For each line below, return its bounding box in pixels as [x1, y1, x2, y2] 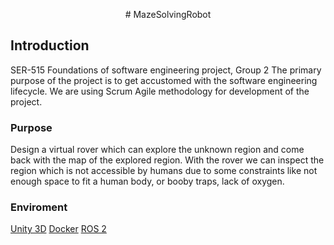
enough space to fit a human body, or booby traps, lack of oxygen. [10, 175, 285, 188]
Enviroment [10, 200, 68, 214]
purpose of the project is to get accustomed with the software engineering [10, 74, 318, 86]
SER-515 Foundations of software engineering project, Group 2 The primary [10, 64, 322, 76]
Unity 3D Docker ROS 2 [10, 223, 107, 235]
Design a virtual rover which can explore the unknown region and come [10, 144, 305, 156]
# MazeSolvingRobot [124, 9, 212, 20]
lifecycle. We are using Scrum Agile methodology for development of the [10, 85, 310, 97]
